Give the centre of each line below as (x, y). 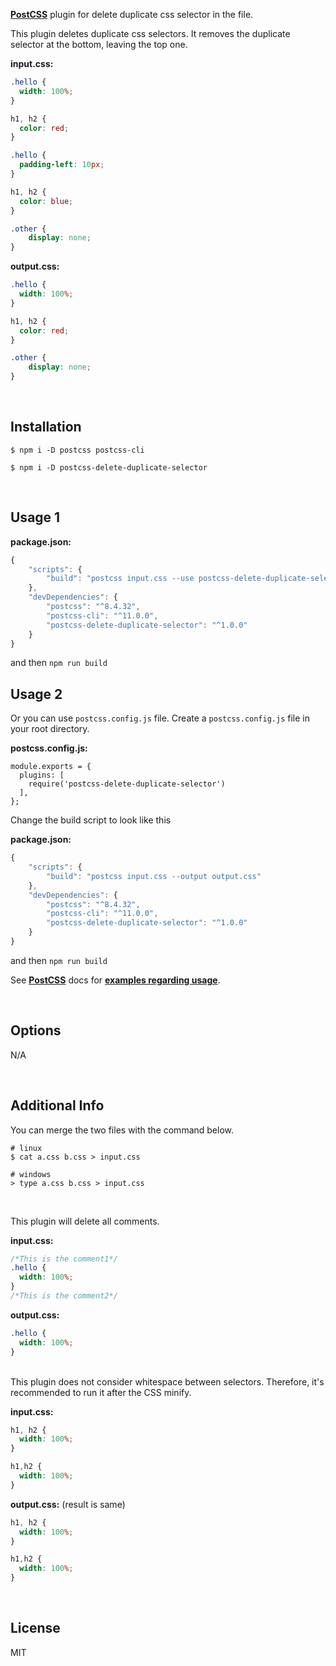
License (35, 1628)
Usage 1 (35, 517)
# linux (26, 1148)
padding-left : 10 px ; (62, 165)
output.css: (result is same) (68, 1504)
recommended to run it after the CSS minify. (101, 1392)
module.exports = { (51, 767)
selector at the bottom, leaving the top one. (99, 44)
